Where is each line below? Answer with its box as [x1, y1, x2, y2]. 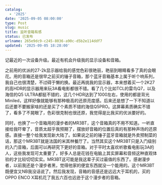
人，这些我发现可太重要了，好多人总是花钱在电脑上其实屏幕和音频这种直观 [5, 150, 153, 156]
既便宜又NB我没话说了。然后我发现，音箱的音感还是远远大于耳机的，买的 [5, 168, 150, 174]
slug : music [5, 25, 29, 30]
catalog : [5, 7, 23, 12]
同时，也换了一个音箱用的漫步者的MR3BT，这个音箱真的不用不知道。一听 [5, 120, 150, 126]
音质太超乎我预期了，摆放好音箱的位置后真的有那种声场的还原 [34, 126, 157, 132]
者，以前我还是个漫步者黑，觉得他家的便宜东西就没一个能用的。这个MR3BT [5, 162, 155, 168]
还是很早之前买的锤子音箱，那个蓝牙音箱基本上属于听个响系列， [30, 73, 157, 79]
